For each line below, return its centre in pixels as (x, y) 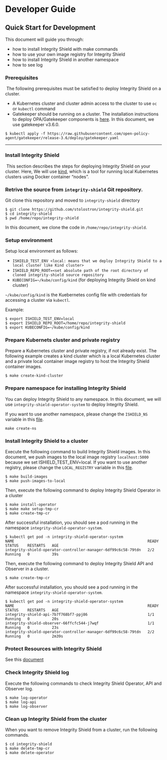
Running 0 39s (32, 554)
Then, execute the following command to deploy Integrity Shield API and (79, 564)
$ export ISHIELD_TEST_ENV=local (40, 319)
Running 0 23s (32, 628)
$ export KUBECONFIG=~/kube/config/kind (48, 328)
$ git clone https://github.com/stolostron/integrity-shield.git (74, 209)
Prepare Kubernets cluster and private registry (63, 340)
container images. (24, 367)
